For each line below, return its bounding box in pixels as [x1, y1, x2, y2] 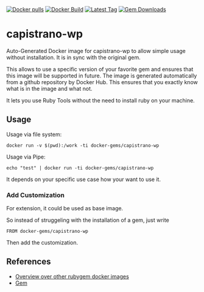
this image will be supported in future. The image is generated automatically [6, 72, 197, 79]
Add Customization [6, 191, 65, 199]
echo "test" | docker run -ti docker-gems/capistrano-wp [6, 165, 154, 171]
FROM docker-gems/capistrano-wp [6, 229, 88, 235]
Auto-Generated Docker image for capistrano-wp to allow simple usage [6, 47, 186, 54]
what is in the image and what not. [6, 85, 93, 92]
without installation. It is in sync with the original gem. [6, 54, 141, 61]
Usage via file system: [6, 130, 62, 138]
